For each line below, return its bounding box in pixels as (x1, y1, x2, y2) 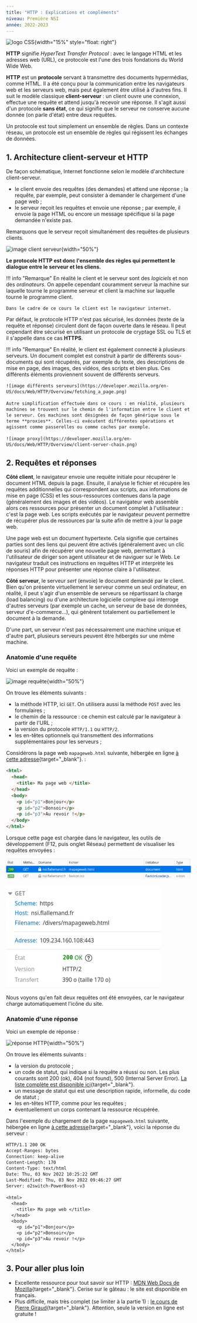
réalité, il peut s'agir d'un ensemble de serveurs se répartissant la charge (6, 590, 183, 596)
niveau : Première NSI (6, 15, 59, 22)
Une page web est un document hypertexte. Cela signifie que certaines (6, 535, 179, 542)
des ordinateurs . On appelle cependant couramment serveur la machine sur (6, 281, 189, 288)
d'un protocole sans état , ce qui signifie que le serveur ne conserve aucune (6, 105, 189, 112)
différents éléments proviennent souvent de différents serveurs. (6, 371, 160, 378)
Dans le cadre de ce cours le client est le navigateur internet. (6, 305, 172, 311)
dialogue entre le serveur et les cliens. (6, 263, 101, 270)
